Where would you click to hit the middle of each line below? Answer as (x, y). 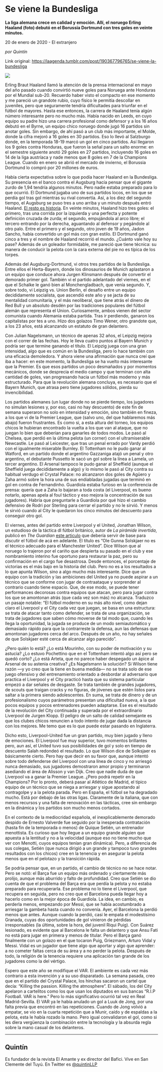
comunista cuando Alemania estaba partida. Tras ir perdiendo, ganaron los (80, 315)
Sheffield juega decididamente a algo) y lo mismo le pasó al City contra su (79, 469)
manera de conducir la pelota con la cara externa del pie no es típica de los (80, 249)
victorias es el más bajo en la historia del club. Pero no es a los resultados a (81, 566)
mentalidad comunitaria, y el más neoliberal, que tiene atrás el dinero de (77, 300)
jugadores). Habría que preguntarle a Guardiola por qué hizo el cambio (76, 500)
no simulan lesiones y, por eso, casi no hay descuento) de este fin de (74, 407)
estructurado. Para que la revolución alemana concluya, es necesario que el (81, 382)
